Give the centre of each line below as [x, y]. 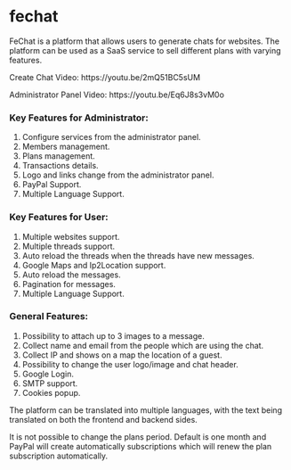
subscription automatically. [59, 456]
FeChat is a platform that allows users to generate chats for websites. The [145, 41]
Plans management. [58, 156]
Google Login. [48, 374]
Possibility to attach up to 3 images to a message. [113, 335]
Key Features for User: [59, 218]
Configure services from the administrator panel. [112, 137]
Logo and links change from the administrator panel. [118, 175]
